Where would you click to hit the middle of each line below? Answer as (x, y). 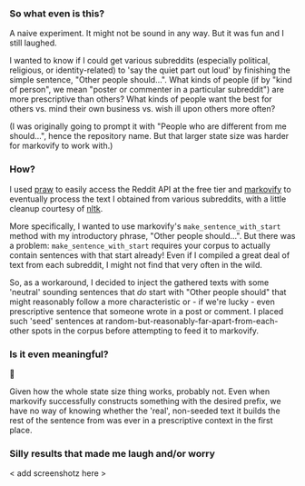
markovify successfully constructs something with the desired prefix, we (145, 401)
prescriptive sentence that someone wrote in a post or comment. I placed (147, 311)
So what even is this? (57, 14)
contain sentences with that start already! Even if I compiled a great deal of (150, 255)
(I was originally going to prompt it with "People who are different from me (148, 126)
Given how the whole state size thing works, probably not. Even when (140, 391)
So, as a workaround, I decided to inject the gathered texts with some (139, 282)
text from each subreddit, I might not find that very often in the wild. (136, 264)
